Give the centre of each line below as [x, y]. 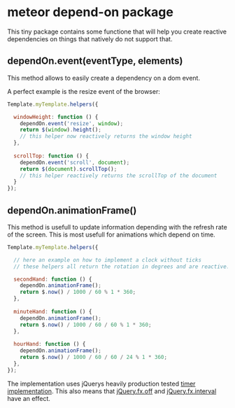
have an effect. [29, 398]
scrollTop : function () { [51, 156]
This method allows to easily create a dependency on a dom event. [104, 78]
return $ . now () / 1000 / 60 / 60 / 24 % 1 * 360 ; [94, 358]
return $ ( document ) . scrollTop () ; [69, 169]
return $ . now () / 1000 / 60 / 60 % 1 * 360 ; [86, 325]
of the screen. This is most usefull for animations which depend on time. [111, 234]
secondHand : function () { [53, 279]
